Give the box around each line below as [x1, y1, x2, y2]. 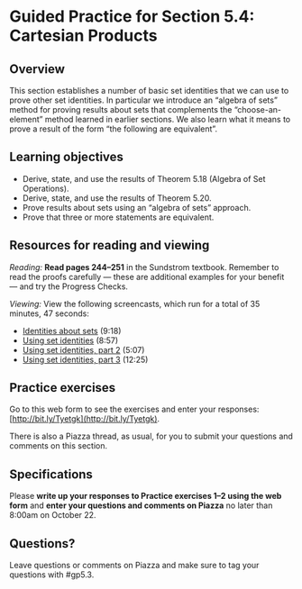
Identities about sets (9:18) [22, 325, 122, 336]
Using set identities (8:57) [22, 335, 119, 346]
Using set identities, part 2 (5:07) [22, 344, 145, 355]
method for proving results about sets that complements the [9, 104, 233, 114]
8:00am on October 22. [9, 510, 96, 521]
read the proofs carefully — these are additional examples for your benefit [9, 271, 285, 282]
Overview [9, 61, 66, 77]
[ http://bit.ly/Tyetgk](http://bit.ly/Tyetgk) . [9, 413, 160, 424]
